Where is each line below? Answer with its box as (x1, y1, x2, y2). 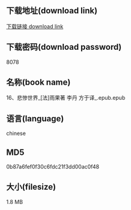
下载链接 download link (6, 23, 64, 30)
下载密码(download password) (6, 42, 122, 52)
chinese (6, 130, 26, 137)
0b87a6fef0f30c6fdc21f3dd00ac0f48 (6, 163, 100, 170)
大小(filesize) (6, 182, 56, 192)
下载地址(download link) (6, 5, 98, 16)
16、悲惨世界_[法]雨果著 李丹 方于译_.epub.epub (6, 94, 126, 101)
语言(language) (6, 113, 64, 124)
